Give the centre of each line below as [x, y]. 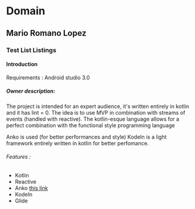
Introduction [22, 64]
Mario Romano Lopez [46, 33]
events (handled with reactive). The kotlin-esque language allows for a [93, 119]
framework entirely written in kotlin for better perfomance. [78, 143]
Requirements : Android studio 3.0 [48, 77]
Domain [26, 11]
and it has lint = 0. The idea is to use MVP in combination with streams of [96, 112]
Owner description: [31, 91]
